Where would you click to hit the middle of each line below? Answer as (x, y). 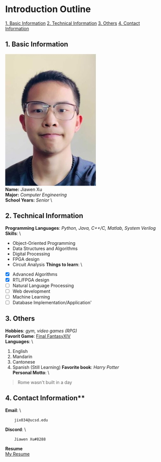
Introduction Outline (48, 9)
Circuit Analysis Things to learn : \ (47, 264)
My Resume (18, 454)
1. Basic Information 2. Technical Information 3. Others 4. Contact (73, 23)
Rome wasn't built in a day (45, 382)
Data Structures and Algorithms (45, 248)
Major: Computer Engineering (36, 195)
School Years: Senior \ (29, 200)
